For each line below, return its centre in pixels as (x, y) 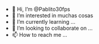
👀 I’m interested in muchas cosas (52, 15)
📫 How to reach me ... (39, 35)
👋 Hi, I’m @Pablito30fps (41, 9)
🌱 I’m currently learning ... (44, 22)
